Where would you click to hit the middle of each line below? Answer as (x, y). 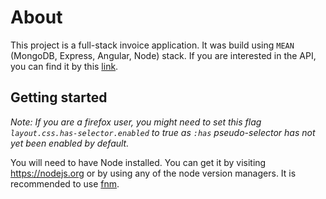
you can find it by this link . (64, 66)
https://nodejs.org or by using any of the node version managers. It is (153, 173)
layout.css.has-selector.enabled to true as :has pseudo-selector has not (163, 132)
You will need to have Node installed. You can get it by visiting (138, 162)
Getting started (59, 97)
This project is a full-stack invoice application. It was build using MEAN (152, 45)
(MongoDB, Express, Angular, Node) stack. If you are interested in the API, (163, 55)
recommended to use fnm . (65, 183)
